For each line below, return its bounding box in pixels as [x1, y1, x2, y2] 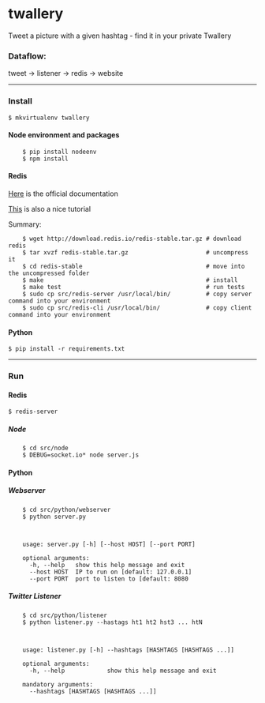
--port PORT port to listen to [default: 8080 [28, 574, 189, 583]
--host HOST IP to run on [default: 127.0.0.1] [28, 568, 192, 576]
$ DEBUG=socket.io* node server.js [22, 451, 140, 459]
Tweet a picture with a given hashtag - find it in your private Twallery [8, 31, 232, 40]
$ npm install [22, 155, 69, 163]
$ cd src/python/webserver [22, 506, 111, 513]
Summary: [8, 219, 42, 229]
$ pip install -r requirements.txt [8, 345, 125, 353]
